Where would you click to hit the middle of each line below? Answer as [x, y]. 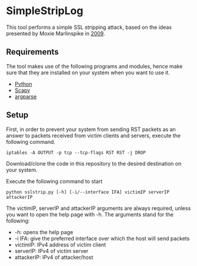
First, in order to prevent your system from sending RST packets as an [91, 129]
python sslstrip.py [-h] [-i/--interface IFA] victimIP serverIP [88, 192]
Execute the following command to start [54, 181]
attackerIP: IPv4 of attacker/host [54, 257]
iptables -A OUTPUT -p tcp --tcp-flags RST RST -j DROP [76, 152]
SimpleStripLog [45, 11]
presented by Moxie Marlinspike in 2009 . [56, 33]
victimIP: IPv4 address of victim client [60, 244]
